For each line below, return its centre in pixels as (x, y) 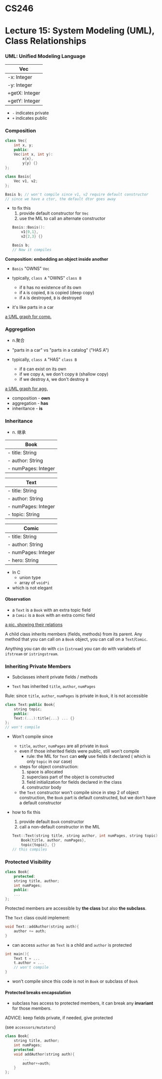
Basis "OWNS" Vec (31, 269)
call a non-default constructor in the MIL (60, 827)
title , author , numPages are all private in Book (64, 746)
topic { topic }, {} (39, 845)
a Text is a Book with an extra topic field (51, 610)
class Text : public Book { (30, 704)
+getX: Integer (24, 93)
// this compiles (30, 849)
